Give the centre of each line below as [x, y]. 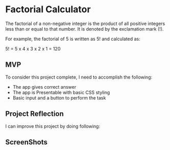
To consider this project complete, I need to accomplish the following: [79, 77]
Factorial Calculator [48, 9]
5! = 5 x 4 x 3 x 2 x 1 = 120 [33, 48]
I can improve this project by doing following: [53, 126]
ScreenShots [26, 142]
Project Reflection [35, 114]
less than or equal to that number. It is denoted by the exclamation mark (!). [84, 29]
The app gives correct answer [44, 87]
